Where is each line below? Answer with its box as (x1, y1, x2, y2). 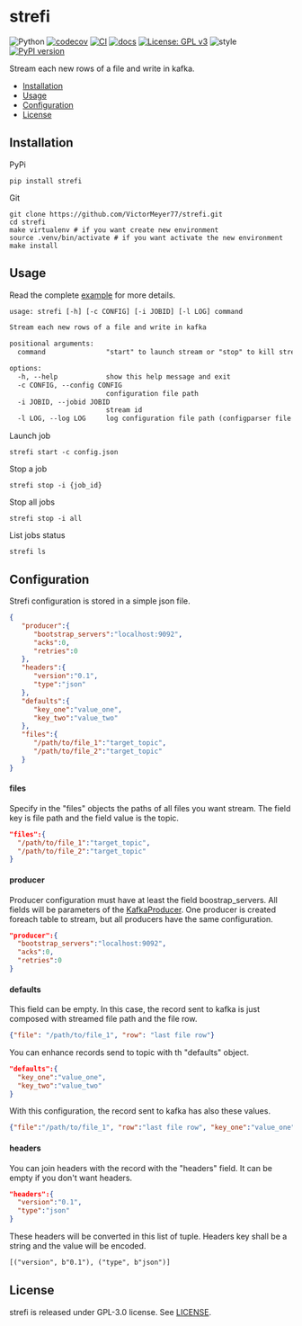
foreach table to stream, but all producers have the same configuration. (9, 913, 273, 924)
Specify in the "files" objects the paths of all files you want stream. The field (9, 802, 291, 813)
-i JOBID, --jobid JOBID (17, 398, 111, 407)
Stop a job (9, 463, 48, 474)
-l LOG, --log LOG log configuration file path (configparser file (17, 414, 292, 424)
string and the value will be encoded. (9, 1241, 147, 1251)
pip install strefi (9, 176, 83, 185)
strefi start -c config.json (9, 448, 119, 457)
